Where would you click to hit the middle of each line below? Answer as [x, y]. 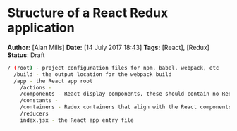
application [41, 28]
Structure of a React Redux [88, 13]
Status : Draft [26, 55]
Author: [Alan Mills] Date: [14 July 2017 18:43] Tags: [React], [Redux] [109, 47]
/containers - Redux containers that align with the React [109, 107]
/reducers [35, 114]
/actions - [36, 87]
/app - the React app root [53, 81]
